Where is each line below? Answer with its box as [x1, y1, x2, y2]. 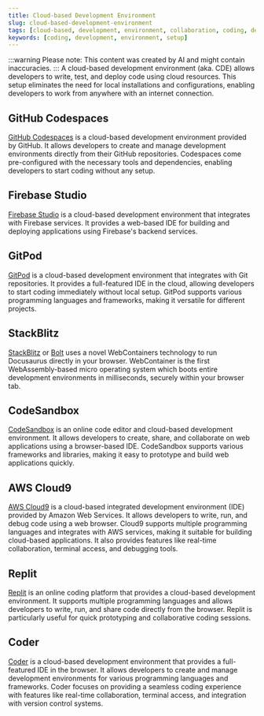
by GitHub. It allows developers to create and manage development [8, 141, 226, 151]
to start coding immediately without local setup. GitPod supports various [8, 287, 242, 296]
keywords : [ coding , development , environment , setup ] [8, 33, 189, 42]
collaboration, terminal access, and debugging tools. [8, 544, 178, 554]
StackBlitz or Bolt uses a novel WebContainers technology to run [8, 348, 218, 357]
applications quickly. [8, 458, 75, 468]
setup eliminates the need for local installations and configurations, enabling [8, 80, 255, 90]
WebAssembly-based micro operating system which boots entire [8, 364, 218, 374]
